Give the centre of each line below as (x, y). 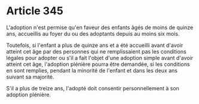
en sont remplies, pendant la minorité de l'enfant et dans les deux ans (92, 70)
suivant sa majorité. (30, 77)
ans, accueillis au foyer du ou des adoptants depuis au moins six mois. (93, 33)
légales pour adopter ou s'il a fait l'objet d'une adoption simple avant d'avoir (100, 58)
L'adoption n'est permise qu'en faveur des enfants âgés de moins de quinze (100, 27)
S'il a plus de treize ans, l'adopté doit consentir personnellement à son (93, 88)
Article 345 (35, 11)
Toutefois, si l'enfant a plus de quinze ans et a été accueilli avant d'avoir (95, 45)
